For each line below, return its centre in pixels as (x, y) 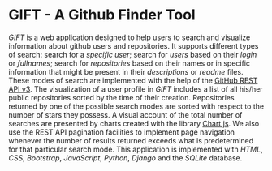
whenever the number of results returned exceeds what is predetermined (131, 140)
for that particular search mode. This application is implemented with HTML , (136, 149)
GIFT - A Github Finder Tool (102, 15)
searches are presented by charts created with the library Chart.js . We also (134, 123)
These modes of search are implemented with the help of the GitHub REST (133, 80)
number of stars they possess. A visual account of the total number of (125, 114)
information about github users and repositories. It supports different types (134, 45)
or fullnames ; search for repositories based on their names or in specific (129, 63)
